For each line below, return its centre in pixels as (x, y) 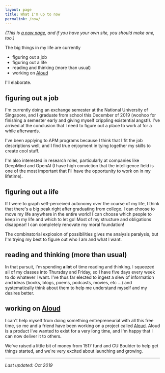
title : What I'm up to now (33, 14)
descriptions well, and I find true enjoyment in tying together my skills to (78, 146)
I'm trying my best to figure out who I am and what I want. (63, 239)
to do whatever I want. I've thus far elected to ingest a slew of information (80, 277)
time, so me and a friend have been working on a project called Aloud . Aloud (82, 326)
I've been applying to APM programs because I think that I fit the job (74, 141)
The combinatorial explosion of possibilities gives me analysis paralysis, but (82, 234)
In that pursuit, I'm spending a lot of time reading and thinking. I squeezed (80, 266)
